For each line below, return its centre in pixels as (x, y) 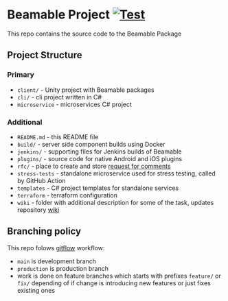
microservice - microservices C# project (75, 104)
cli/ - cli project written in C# (59, 97)
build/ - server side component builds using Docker (91, 144)
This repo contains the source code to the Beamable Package (94, 34)
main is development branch (57, 261)
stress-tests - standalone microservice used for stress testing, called (116, 173)
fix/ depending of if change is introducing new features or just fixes (114, 283)
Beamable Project (59, 15)
